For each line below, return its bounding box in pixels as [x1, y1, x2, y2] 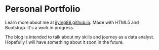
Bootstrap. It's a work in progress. [5, 24, 74, 30]
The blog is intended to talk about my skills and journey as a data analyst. [5, 34, 155, 40]
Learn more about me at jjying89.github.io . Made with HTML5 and [5, 19, 139, 25]
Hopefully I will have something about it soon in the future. [5, 39, 124, 45]
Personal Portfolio [5, 3, 80, 15]
